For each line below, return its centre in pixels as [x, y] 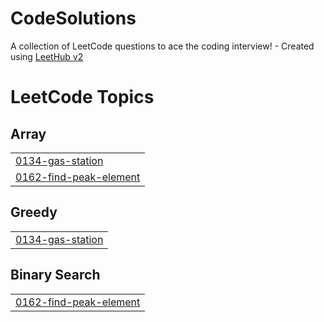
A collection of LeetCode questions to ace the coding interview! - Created [162, 46]
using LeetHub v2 [47, 56]
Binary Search [55, 275]
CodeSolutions [73, 18]
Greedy [34, 212]
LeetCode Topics [82, 97]
